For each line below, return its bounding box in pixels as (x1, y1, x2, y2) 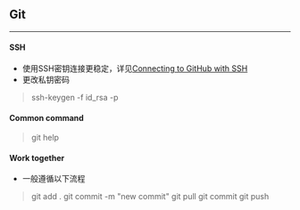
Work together (9, 152, 65, 163)
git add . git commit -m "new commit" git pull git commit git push (30, 191, 270, 202)
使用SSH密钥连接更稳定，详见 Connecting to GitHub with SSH (21, 63, 248, 74)
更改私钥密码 (21, 75, 70, 85)
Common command (9, 112, 85, 123)
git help (30, 133, 60, 143)
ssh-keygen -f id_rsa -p (30, 93, 119, 103)
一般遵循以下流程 (21, 174, 86, 184)
